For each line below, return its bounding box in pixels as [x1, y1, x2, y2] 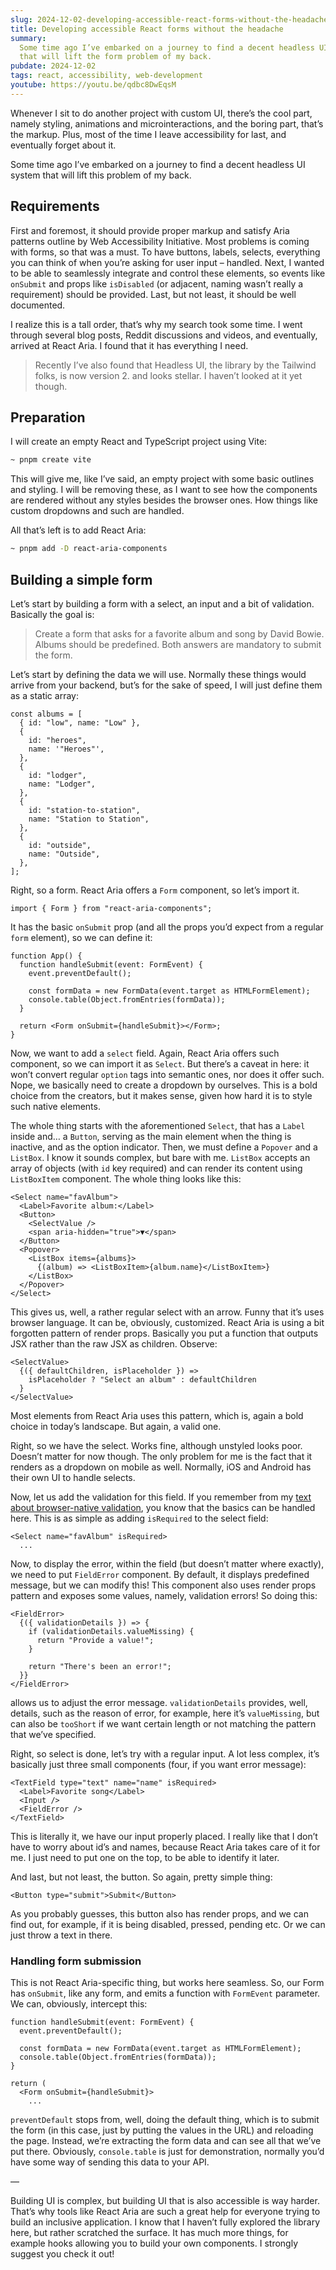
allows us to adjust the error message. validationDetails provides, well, [10, 1696, 308, 1708]
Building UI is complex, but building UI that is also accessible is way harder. [10, 2195, 320, 2207]
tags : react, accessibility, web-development [10, 71, 203, 81]
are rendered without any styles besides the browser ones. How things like [10, 494, 318, 506]
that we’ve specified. [10, 1728, 97, 1740]
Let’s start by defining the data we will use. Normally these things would [10, 668, 307, 680]
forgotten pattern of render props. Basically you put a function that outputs [10, 1327, 319, 1339]
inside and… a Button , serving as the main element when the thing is [10, 1130, 292, 1142]
